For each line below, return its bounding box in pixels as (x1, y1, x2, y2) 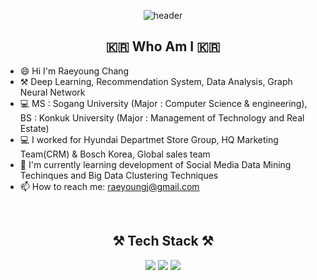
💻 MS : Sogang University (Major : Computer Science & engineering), (19, 97, 308, 109)
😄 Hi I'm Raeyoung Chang (19, 65, 130, 77)
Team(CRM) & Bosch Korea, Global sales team (19, 148, 211, 160)
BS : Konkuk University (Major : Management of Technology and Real (19, 111, 305, 124)
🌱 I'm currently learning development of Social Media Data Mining (19, 158, 292, 170)
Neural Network (19, 86, 86, 98)
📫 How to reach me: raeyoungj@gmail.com (19, 180, 200, 192)
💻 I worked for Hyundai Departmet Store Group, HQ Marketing (19, 133, 279, 145)
